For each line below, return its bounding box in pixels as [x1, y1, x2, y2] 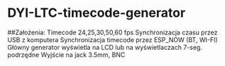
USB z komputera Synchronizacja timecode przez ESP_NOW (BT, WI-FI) [7, 35, 218, 44]
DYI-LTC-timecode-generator [7, 5, 186, 21]
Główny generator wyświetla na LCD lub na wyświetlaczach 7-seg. [7, 43, 202, 51]
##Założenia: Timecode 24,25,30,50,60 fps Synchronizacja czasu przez [7, 28, 218, 37]
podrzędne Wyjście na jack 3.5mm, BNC [7, 51, 126, 59]
